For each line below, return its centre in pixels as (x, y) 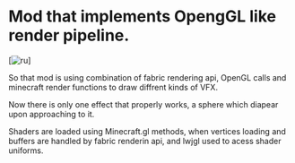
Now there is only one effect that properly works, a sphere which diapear (143, 104)
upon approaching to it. (52, 114)
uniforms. (26, 150)
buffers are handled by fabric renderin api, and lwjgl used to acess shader (145, 141)
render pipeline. (69, 35)
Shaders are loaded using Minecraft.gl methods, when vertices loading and (147, 131)
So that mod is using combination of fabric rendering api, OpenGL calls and (147, 77)
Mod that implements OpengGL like (143, 17)
